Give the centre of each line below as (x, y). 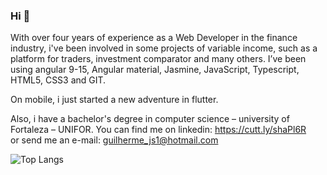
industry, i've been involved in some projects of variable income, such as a (164, 48)
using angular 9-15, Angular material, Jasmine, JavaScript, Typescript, (155, 70)
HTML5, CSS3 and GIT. (58, 80)
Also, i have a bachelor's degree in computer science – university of (150, 119)
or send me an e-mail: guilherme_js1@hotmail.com (114, 140)
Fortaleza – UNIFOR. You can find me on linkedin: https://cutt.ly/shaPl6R (158, 130)
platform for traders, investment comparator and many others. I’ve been (158, 59)
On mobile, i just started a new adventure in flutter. (114, 100)
